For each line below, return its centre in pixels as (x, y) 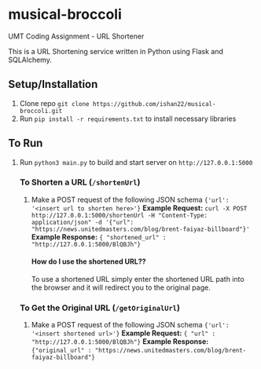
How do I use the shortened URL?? (89, 261)
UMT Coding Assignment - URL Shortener (76, 36)
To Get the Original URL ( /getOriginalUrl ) (100, 308)
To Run (26, 143)
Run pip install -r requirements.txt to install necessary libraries (128, 119)
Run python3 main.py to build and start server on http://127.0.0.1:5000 (136, 162)
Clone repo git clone (54, 103)
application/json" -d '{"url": (83, 222)
